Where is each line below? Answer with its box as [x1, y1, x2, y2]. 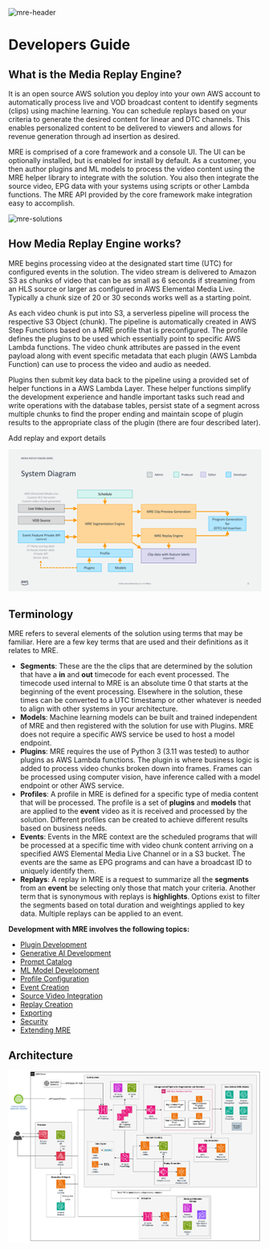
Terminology [8, 607, 74, 621]
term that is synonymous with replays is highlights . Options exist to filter [19, 892, 261, 901]
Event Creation [19, 982, 70, 992]
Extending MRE [19, 1025, 71, 1035]
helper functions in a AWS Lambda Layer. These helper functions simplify [8, 383, 251, 393]
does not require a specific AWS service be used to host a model [19, 729, 235, 739]
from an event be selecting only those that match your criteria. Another [19, 884, 256, 893]
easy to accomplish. [8, 198, 75, 208]
